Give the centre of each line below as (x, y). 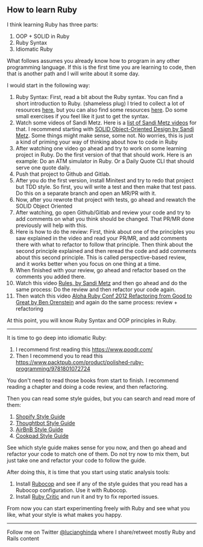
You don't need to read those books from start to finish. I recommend (93, 380)
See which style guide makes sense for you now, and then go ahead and (97, 447)
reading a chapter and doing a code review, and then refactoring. (87, 386)
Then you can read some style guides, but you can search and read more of (101, 398)
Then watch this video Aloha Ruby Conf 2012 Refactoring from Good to (104, 296)
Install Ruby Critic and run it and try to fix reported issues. (87, 496)
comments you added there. (51, 277)
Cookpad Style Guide (42, 436)
